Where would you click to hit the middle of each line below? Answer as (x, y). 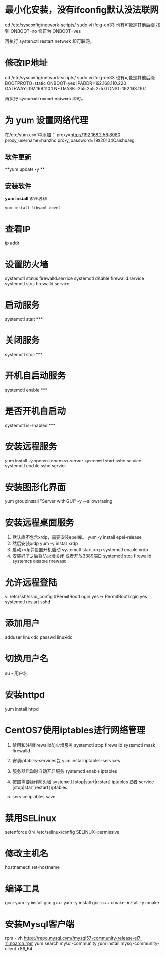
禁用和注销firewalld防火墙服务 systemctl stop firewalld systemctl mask (83, 745)
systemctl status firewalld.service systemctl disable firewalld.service (75, 278)
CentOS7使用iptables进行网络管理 (75, 730)
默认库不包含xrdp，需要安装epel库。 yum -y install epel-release (77, 537)
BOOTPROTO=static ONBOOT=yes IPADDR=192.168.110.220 (66, 83)
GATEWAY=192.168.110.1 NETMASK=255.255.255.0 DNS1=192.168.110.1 (76, 88)
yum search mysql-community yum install (77, 943)
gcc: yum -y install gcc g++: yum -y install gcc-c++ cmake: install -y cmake (82, 903)
